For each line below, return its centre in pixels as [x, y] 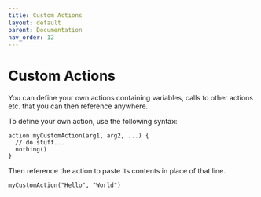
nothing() [31, 150]
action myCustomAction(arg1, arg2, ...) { [79, 136]
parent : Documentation [45, 30]
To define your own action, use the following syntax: [93, 122]
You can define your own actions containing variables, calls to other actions [131, 98]
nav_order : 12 [31, 37]
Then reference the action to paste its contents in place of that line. [117, 171]
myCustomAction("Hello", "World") [65, 185]
